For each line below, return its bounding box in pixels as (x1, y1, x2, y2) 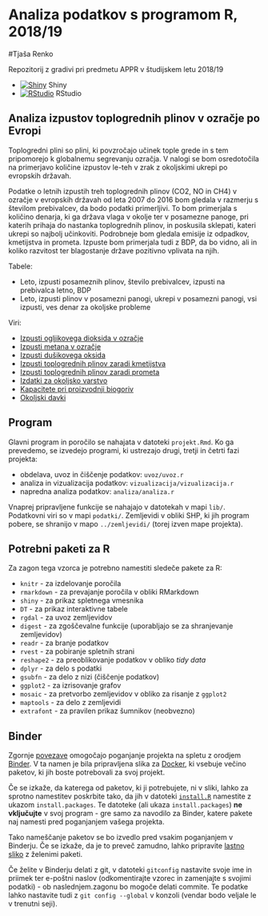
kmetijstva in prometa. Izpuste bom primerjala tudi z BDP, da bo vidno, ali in (8, 237, 258, 247)
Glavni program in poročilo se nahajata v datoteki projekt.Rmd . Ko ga (8, 437, 234, 447)
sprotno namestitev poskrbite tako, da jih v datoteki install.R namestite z (8, 791, 252, 801)
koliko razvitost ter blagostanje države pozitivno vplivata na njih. (8, 245, 220, 255)
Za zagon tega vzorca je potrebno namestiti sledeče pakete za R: (8, 564, 222, 573)
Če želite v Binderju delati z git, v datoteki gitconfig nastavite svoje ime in (8, 865, 252, 874)
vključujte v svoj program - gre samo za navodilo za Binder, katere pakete (8, 809, 253, 818)
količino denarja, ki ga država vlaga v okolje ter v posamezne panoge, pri (8, 212, 250, 221)
